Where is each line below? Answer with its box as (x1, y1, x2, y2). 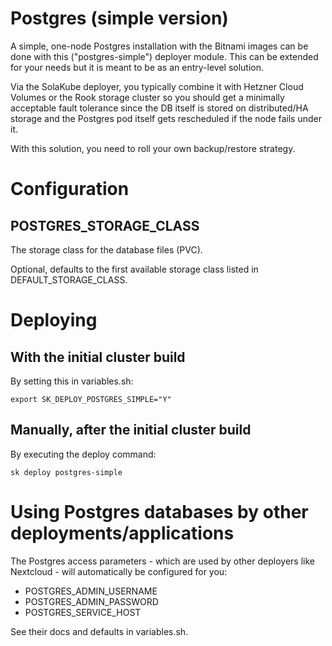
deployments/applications (10, 522, 235, 544)
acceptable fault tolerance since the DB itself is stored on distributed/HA (10, 102, 309, 114)
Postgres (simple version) (10, 7, 229, 30)
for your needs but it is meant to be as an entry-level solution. (10, 61, 265, 73)
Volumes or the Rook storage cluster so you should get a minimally (10, 91, 285, 103)
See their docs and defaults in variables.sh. (10, 625, 189, 637)
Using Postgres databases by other (10, 500, 309, 523)
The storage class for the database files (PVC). (10, 243, 203, 256)
